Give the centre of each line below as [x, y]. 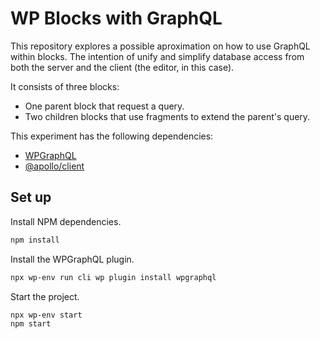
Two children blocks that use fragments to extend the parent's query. [167, 116]
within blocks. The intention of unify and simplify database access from [157, 56]
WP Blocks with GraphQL [116, 18]
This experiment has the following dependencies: [112, 136]
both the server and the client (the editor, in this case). [122, 67]
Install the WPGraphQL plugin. [72, 259]
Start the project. [45, 296]
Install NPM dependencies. [66, 221]
